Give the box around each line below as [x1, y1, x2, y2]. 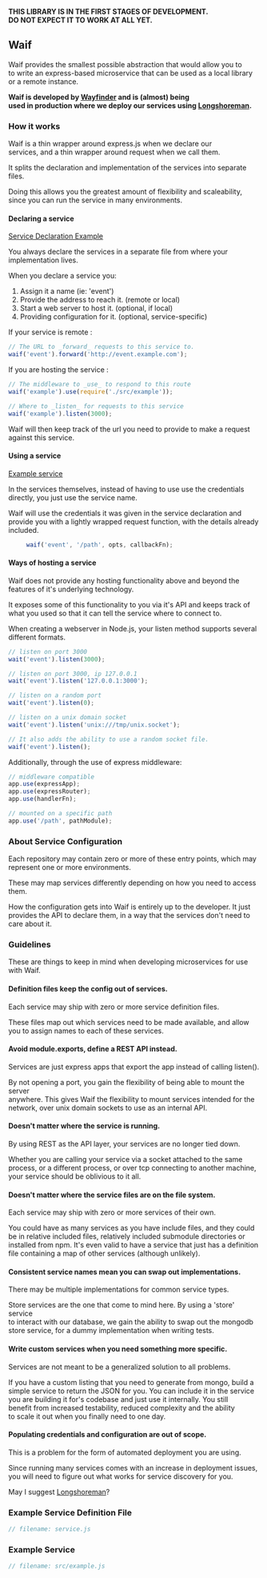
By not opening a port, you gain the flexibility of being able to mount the [8, 1077, 245, 1087]
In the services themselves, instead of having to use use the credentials [8, 484, 245, 494]
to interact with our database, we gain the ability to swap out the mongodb [8, 1317, 254, 1327]
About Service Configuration [8, 835, 122, 847]
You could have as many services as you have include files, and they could [8, 1224, 255, 1233]
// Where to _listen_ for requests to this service [8, 402, 184, 411]
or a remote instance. [8, 76, 78, 86]
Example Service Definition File [8, 1507, 133, 1518]
